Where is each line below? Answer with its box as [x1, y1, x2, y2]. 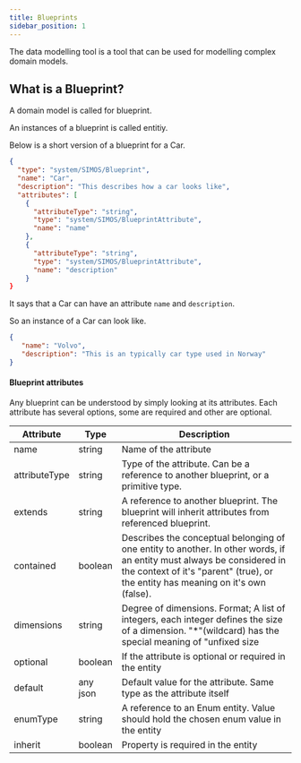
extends [13, 506, 48, 519]
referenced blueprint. [121, 517, 211, 529]
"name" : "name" [32, 224, 90, 233]
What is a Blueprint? [9, 81, 125, 97]
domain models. [9, 56, 69, 66]
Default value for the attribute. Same [121, 676, 274, 689]
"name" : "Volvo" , [21, 341, 87, 350]
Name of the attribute [121, 443, 212, 456]
